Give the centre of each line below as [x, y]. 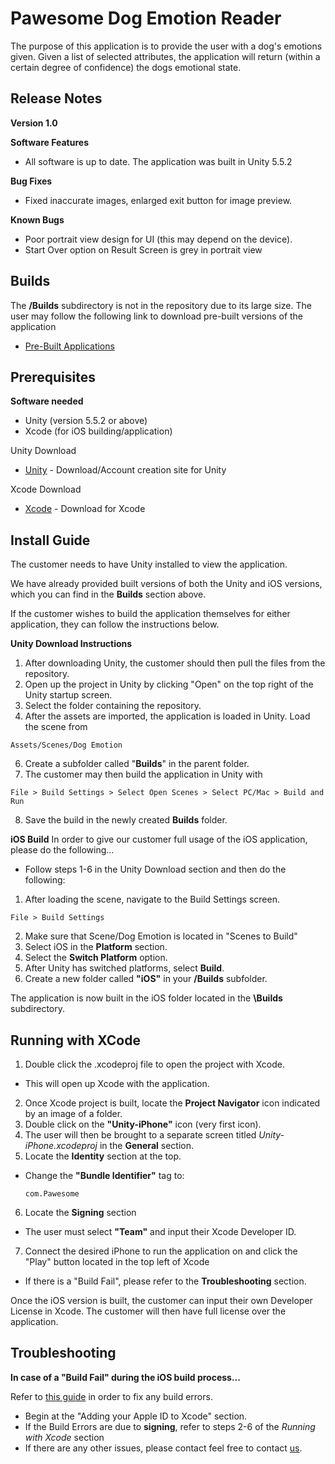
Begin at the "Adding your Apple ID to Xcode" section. [136, 1416]
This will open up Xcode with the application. [117, 1083]
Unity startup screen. [68, 695]
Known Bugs [37, 219]
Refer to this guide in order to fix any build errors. [111, 1396]
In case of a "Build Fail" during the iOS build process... [125, 1377]
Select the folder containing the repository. [113, 706]
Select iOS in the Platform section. [96, 947]
